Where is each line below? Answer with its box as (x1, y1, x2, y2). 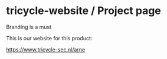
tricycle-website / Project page (6, 4, 161, 18)
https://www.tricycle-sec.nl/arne (6, 46, 86, 53)
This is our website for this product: (6, 34, 93, 41)
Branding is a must (6, 23, 52, 30)
